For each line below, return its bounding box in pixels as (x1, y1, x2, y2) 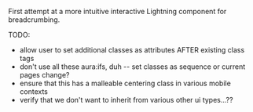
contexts (19, 87, 49, 96)
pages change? (19, 70, 70, 79)
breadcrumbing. (8, 15, 60, 24)
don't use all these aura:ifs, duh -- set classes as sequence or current (19, 62, 246, 71)
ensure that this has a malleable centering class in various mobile (19, 78, 232, 88)
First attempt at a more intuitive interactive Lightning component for (8, 7, 227, 16)
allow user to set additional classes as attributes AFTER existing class (19, 45, 245, 54)
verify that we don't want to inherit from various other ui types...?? (19, 96, 233, 104)
